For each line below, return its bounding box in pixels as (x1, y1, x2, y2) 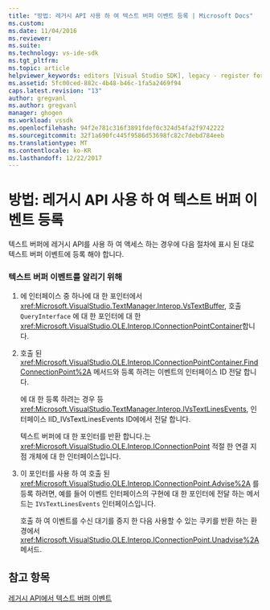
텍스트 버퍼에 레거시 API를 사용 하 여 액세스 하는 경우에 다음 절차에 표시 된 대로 (8, 239, 255, 249)
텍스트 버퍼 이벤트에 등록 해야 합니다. (8, 249, 125, 259)
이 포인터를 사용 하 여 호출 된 (19, 468, 110, 479)
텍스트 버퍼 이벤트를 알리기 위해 (8, 271, 123, 282)
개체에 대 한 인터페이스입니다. (28, 451, 121, 461)
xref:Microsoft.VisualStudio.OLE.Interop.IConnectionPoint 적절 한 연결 (19, 442, 249, 451)
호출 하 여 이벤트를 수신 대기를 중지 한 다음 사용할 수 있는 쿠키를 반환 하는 (19, 516, 249, 526)
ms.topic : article (8, 64, 70, 72)
